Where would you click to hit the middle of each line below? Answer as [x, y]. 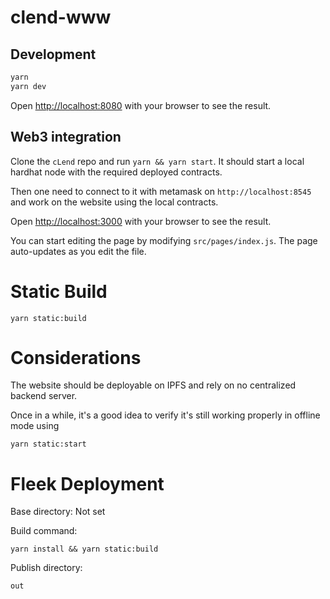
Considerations [76, 357]
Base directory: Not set [58, 512]
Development [53, 54]
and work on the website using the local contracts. [114, 202]
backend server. [44, 396]
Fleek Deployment [87, 483]
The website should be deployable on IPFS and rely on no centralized [153, 385]
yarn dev [28, 86]
